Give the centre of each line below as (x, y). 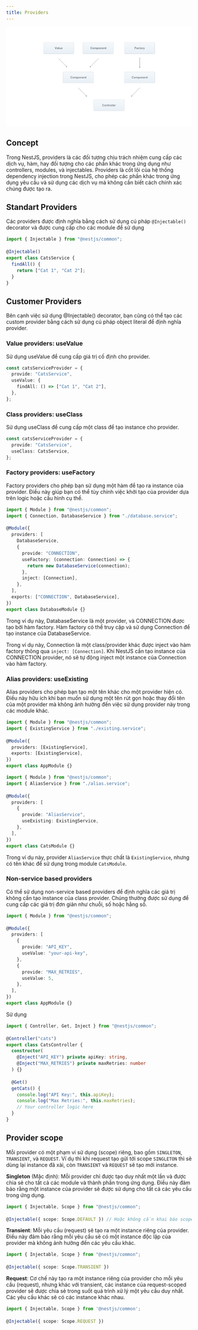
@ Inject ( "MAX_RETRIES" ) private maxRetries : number (81, 1064)
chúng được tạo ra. (29, 189)
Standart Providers (42, 207)
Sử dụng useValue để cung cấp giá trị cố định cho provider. (78, 356)
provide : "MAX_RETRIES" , (52, 972)
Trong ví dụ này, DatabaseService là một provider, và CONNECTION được (95, 620)
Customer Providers (44, 301)
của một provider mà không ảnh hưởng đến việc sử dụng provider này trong (98, 704)
